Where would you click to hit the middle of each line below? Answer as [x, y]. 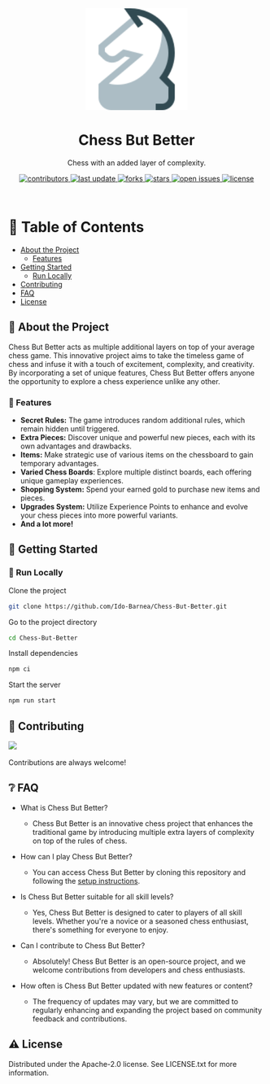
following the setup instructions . [86, 881]
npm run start [33, 701]
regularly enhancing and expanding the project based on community [147, 1010]
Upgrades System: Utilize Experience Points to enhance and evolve [134, 506]
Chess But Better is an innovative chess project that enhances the [143, 823]
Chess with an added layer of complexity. [137, 163]
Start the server [35, 685]
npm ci [20, 669]
